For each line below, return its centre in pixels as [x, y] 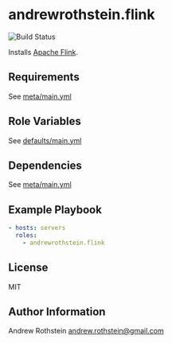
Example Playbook [55, 210]
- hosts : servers [37, 228]
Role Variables [45, 121]
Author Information [57, 312]
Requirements [44, 77]
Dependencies [45, 165]
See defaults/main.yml [45, 140]
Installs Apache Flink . [43, 52]
